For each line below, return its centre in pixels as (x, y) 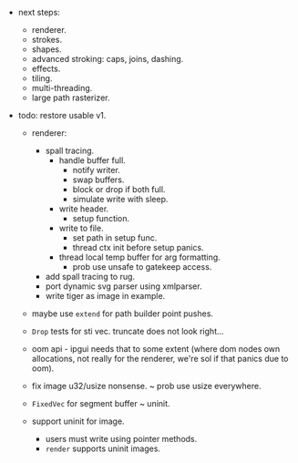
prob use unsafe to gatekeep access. (142, 267)
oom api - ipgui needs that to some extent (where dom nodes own (156, 349)
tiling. (42, 78)
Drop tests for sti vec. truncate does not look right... (128, 331)
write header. (84, 209)
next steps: (39, 12)
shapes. (46, 49)
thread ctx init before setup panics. (138, 247)
